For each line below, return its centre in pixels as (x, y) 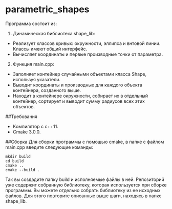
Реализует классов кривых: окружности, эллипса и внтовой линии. (87, 43)
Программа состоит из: (31, 24)
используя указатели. (36, 79)
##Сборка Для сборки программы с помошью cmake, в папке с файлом (85, 142)
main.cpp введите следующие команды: (49, 147)
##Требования (21, 117)
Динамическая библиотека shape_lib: (54, 33)
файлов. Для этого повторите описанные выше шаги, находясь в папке (83, 196)
